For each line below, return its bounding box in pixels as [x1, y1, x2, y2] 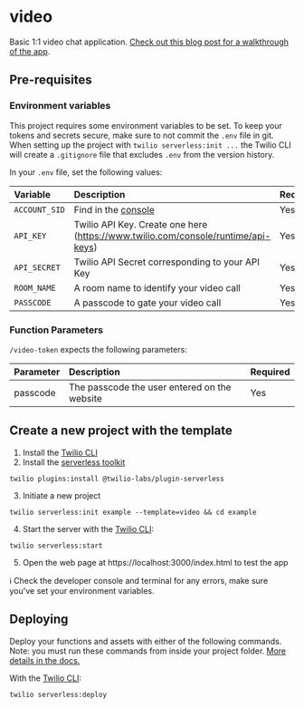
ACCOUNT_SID [14, 204, 66, 215]
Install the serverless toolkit [22, 456, 126, 468]
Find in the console [73, 203, 156, 216]
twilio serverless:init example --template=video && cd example [9, 508, 257, 517]
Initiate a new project [22, 490, 101, 500]
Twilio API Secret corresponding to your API [73, 256, 261, 268]
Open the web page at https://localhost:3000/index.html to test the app [22, 557, 289, 567]
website [68, 392, 102, 404]
